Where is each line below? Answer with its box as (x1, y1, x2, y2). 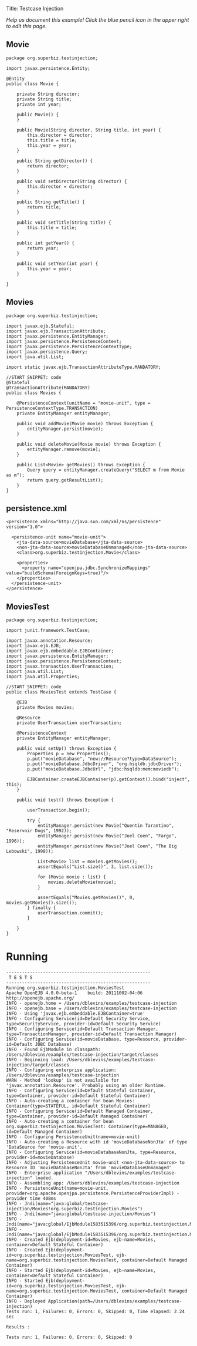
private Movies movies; (16, 705, 75, 711)
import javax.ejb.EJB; (6, 643, 62, 649)
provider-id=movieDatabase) (6, 1155, 75, 1160)
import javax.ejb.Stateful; (6, 323, 75, 329)
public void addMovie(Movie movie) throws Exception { (16, 420, 154, 426)
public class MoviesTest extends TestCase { (6, 689, 117, 695)
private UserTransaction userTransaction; (16, 720, 122, 726)
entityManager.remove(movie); (27, 446, 101, 452)
